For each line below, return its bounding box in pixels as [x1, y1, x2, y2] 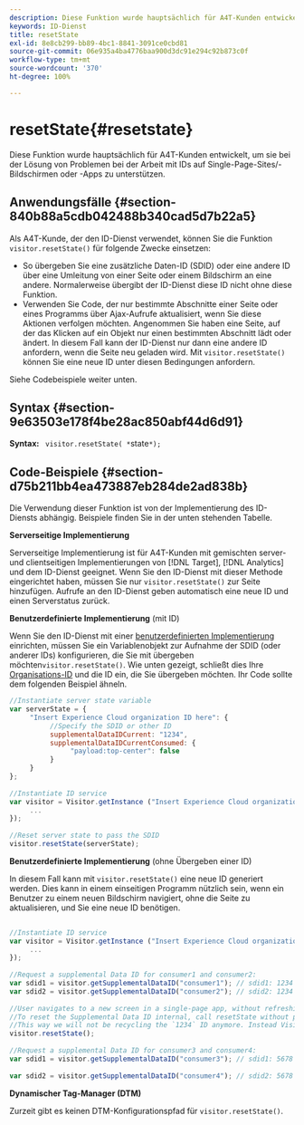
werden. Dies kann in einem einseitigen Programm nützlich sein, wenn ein [9, 882, 285, 893]
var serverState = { [9, 705, 88, 714]
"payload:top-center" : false [70, 746, 180, 756]
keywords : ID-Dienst [9, 22, 88, 31]
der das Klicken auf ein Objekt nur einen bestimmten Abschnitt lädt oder [22, 327, 292, 338]
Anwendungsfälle [9, 195, 112, 210]
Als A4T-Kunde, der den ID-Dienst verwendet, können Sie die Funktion [9, 233, 273, 244]
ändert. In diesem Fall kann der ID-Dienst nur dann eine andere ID [22, 337, 268, 348]
